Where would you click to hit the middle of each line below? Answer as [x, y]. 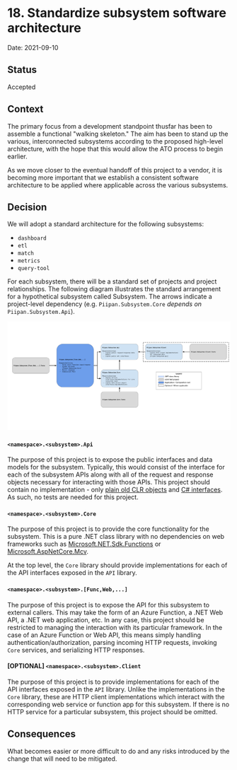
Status [22, 70]
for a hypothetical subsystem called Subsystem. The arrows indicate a [110, 297]
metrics [29, 261]
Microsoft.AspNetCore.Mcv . [48, 552]
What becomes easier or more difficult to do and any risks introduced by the [118, 751]
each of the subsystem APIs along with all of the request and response [110, 474]
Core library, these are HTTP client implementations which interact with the [116, 696]
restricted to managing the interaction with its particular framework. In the [115, 627]
